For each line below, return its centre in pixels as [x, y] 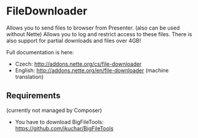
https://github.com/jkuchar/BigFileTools [64, 128]
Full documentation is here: [40, 52]
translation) [29, 77]
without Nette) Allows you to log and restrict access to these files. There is [99, 34]
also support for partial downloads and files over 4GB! [74, 40]
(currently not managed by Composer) [54, 110]
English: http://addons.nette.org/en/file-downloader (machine [92, 70]
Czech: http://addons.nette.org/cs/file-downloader [78, 64]
